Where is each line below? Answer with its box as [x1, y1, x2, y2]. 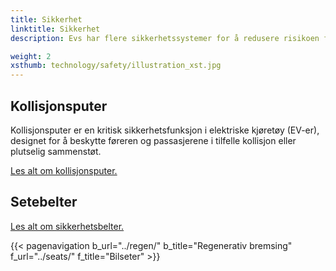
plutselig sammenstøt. [10, 145, 102, 157]
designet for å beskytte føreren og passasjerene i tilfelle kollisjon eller [10, 134, 297, 146]
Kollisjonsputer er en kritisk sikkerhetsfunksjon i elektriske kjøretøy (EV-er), [10, 124, 320, 136]
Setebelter [10, 194, 78, 211]
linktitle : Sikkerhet [10, 24, 101, 34]
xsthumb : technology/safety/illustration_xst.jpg [10, 61, 222, 71]
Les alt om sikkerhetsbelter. [10, 220, 125, 232]
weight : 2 [10, 51, 52, 61]
